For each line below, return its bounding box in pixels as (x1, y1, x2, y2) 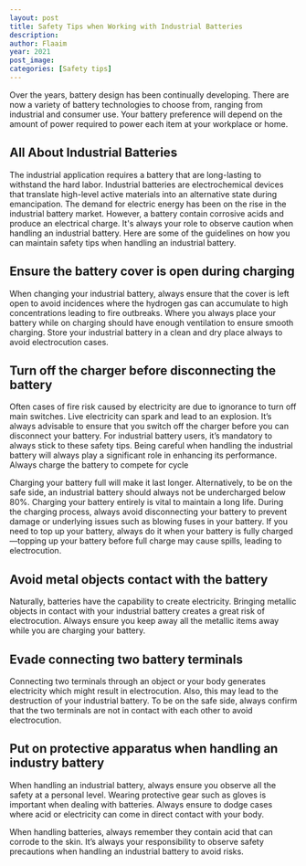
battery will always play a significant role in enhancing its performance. (9, 449, 277, 461)
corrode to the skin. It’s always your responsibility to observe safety (9, 836, 265, 847)
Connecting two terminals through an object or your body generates (9, 675, 267, 686)
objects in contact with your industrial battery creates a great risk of (9, 606, 265, 617)
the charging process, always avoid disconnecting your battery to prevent (9, 506, 288, 517)
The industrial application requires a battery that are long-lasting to (9, 169, 262, 180)
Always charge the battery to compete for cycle (9, 459, 189, 470)
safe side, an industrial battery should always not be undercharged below (9, 487, 286, 498)
